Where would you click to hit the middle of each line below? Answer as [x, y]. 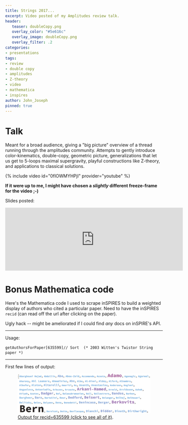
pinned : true [19, 106]
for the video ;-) [22, 191]
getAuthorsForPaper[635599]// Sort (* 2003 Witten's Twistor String [79, 348]
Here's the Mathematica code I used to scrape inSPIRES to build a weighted [83, 303]
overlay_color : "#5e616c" [39, 32]
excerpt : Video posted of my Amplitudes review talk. [62, 16]
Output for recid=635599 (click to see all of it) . [65, 417]
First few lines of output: [30, 367]
